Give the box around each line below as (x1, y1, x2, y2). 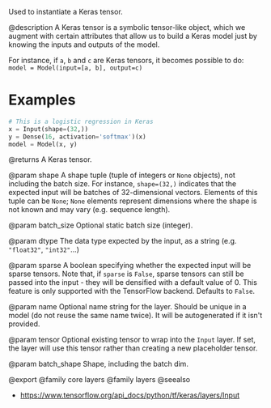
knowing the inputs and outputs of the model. (8, 40, 160, 49)
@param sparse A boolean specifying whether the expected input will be (8, 261, 252, 270)
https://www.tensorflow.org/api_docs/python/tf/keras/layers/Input (19, 390, 240, 400)
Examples (8, 91, 76, 109)
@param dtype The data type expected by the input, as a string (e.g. (8, 236, 237, 246)
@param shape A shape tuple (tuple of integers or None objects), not (8, 170, 236, 181)
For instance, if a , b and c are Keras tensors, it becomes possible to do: (8, 56, 244, 65)
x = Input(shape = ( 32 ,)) (8, 125, 89, 133)
